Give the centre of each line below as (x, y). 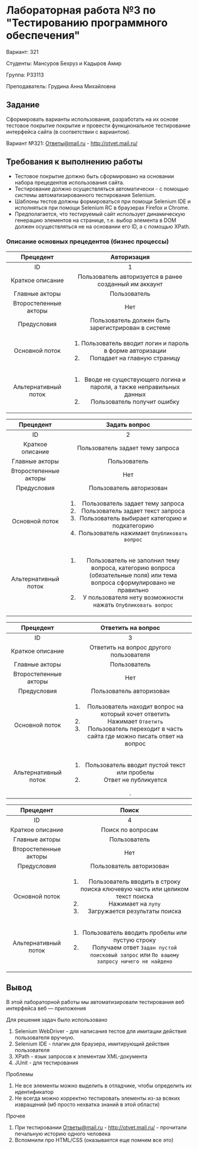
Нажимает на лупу (135, 903)
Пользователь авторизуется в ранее (130, 276)
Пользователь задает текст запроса (133, 511)
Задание (23, 105)
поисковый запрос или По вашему (135, 955)
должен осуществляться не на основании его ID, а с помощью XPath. (102, 226)
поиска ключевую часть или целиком (135, 889)
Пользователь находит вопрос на (136, 706)
